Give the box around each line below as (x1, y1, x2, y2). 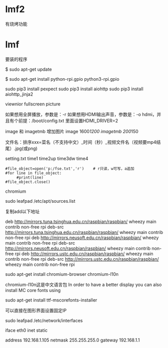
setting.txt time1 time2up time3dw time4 (5, 155, 89, 161)
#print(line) (16, 175, 44, 180)
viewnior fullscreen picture (5, 101, 61, 107)
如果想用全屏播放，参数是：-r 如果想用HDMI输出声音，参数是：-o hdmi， (5, 111, 157, 117)
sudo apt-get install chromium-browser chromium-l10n (5, 271, 119, 277)
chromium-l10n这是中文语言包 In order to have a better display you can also (5, 281, 162, 287)
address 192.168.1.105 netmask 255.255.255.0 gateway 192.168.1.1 (5, 337, 140, 343)
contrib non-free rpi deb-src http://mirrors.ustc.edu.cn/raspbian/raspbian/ (5, 256, 159, 262)
